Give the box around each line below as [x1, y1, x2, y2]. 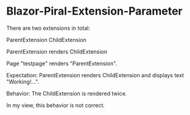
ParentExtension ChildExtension [6, 36, 86, 43]
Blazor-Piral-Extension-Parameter [6, 4, 183, 18]
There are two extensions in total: [6, 24, 90, 32]
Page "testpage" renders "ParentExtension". [6, 60, 118, 67]
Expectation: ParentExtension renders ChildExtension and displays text [6, 71, 185, 78]
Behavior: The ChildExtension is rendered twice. [6, 89, 127, 97]
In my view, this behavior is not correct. [6, 102, 105, 109]
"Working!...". [6, 78, 40, 85]
